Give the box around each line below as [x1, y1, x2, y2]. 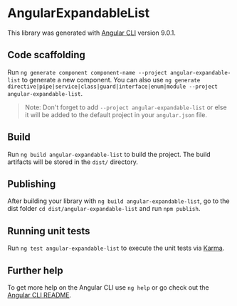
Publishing [7, 177, 56, 190]
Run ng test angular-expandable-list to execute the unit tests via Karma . [7, 244, 225, 253]
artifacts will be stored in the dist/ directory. [7, 158, 139, 166]
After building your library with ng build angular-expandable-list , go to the [7, 197, 230, 205]
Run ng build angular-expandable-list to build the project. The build [7, 150, 211, 158]
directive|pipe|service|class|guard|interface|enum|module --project [7, 83, 218, 90]
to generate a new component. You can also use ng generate [21, 75, 201, 84]
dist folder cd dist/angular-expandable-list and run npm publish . [7, 204, 201, 213]
